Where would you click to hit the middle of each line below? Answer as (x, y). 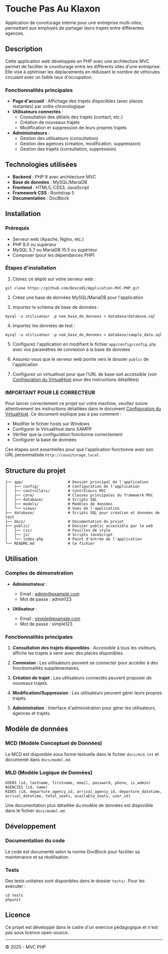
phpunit (13, 900)
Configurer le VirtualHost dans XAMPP (52, 429)
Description (24, 49)
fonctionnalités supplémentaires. (46, 668)
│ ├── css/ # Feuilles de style (58, 530)
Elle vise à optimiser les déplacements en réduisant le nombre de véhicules (82, 72)
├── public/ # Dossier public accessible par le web (79, 526)
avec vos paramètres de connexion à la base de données (71, 349)
